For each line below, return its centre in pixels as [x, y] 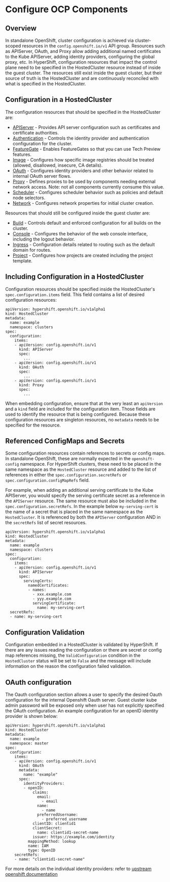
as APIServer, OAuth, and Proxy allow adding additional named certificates [83, 51]
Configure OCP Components [67, 9]
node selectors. [29, 198]
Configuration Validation [45, 632]
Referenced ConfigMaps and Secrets [65, 441]
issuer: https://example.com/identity [73, 837]
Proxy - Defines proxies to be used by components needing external [84, 181]
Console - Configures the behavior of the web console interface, [80, 233]
